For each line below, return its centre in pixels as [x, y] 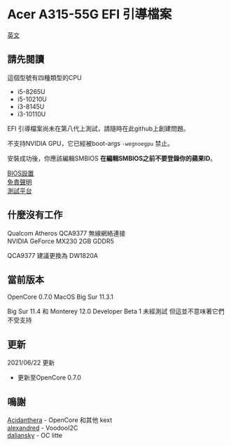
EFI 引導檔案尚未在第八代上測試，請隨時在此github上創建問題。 [99, 128]
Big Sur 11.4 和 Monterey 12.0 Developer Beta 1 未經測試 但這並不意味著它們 [116, 311]
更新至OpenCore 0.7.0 [49, 378]
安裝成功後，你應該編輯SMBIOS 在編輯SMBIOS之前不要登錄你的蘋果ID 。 [112, 158]
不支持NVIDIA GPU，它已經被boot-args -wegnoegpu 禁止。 [90, 143]
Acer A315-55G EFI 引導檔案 [90, 14]
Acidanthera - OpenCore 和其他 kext [60, 420]
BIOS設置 [21, 173]
